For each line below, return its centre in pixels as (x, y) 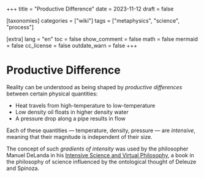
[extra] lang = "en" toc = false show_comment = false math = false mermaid (102, 39)
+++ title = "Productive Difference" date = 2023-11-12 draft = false (90, 9)
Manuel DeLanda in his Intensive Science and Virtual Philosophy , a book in (100, 155)
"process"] (20, 27)
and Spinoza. (23, 168)
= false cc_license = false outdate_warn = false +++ (72, 46)
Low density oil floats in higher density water (72, 112)
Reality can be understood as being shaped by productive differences (94, 87)
